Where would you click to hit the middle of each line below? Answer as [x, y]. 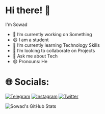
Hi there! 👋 [28, 10]
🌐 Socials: [27, 82]
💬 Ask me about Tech [35, 56]
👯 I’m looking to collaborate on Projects [54, 50]
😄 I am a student [31, 40]
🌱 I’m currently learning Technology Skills [56, 45]
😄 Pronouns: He [30, 61]
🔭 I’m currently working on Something [52, 34]
